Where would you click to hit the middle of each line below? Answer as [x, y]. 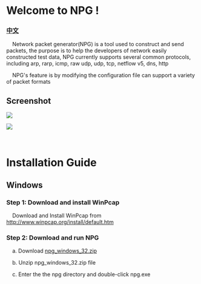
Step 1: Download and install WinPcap [63, 202]
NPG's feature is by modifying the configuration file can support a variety [104, 75]
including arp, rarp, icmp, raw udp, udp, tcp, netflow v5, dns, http [87, 64]
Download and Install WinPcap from [57, 215]
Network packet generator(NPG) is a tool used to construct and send [98, 44]
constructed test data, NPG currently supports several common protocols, [99, 57]
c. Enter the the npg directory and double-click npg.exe [81, 274]
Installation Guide [51, 163]
